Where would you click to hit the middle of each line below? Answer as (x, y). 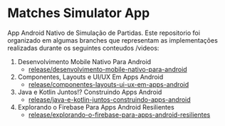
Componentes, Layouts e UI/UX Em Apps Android (90, 77)
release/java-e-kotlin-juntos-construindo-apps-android (109, 99)
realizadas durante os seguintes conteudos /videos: (83, 48)
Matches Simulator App (79, 13)
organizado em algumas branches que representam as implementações (113, 40)
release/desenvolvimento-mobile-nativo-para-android (108, 69)
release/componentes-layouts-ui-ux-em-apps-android (109, 84)
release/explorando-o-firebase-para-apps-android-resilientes (119, 115)
